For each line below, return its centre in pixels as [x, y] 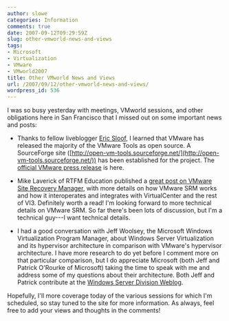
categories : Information [43, 20]
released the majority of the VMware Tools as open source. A [104, 146]
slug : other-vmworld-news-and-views [59, 39]
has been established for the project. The [156, 160]
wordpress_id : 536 [33, 90]
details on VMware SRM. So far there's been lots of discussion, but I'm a [120, 211]
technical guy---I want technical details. [74, 217]
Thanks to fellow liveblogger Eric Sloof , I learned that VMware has [110, 138]
